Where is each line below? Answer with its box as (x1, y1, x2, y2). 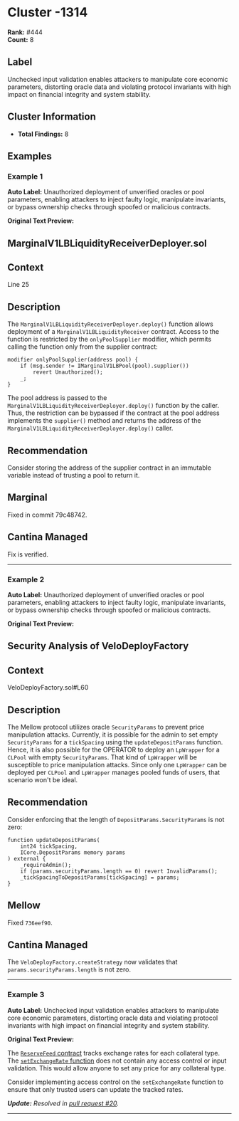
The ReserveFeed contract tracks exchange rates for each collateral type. (7, 1048, 221, 1057)
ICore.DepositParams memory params (20, 848, 126, 856)
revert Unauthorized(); (33, 369, 103, 376)
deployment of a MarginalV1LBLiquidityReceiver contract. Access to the (7, 327, 220, 336)
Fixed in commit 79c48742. (7, 510, 87, 519)
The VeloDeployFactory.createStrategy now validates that (7, 958, 178, 967)
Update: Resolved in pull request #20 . (7, 1099, 119, 1107)
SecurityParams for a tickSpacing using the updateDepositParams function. (7, 738, 223, 747)
